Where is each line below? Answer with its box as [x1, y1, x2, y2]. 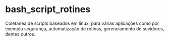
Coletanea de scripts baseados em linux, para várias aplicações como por [5, 20, 159, 26]
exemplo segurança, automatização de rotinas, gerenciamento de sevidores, [5, 25, 164, 31]
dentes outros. [5, 31, 36, 37]
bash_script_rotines [5, 4, 91, 15]
